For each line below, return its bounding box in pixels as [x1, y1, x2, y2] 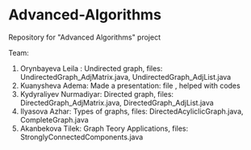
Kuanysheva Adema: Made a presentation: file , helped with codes [19, 81, 241, 90]
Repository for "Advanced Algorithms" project [8, 32, 161, 42]
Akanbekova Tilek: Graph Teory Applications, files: [19, 123, 189, 133]
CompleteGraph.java [19, 115, 89, 124]
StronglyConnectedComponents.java [19, 131, 144, 142]
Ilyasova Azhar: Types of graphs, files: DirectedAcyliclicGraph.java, [19, 106, 244, 116]
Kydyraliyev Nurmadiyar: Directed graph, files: [19, 89, 174, 98]
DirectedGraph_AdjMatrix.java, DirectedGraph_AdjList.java [19, 98, 214, 107]
